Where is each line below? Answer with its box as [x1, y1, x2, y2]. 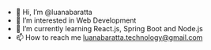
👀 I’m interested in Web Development [15, 16, 137, 25]
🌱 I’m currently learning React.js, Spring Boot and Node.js [15, 24, 203, 33]
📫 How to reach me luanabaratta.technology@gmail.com [15, 33, 203, 42]
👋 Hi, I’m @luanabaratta [15, 8, 92, 16]
